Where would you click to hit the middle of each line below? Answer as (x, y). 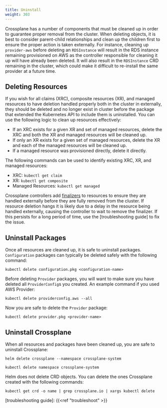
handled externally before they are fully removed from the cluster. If (75, 201)
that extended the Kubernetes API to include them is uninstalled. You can (80, 115)
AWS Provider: (20, 289)
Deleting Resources (36, 87)
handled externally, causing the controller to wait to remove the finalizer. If (82, 211)
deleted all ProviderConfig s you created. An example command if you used (82, 284)
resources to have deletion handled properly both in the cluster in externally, (83, 104)
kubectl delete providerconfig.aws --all (49, 299)
